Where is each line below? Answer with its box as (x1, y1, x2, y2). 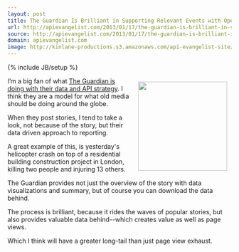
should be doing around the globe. (7, 100, 109, 107)
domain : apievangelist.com (7, 37, 87, 44)
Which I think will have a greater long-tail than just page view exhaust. (7, 236, 213, 245)
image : (7, 43, 27, 51)
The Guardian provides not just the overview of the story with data (7, 179, 202, 187)
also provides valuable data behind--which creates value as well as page (7, 215, 221, 224)
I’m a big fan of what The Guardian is (7, 77, 116, 85)
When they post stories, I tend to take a (7, 113, 123, 122)
